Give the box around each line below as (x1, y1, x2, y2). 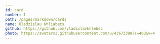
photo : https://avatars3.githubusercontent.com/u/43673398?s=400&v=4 (5, 31, 155, 36)
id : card (5, 7, 24, 13)
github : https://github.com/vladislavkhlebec (5, 26, 103, 31)
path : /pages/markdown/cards (5, 17, 67, 22)
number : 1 (5, 12, 26, 17)
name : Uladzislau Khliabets (5, 21, 65, 27)
